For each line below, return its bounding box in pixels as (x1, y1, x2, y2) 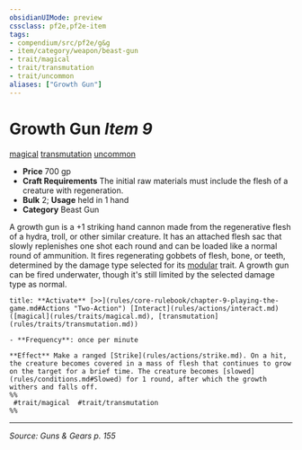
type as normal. (9, 278, 67, 289)
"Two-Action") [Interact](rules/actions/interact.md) (73, 304, 280, 313)
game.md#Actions (9, 304, 70, 313)
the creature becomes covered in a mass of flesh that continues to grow (9, 358, 292, 368)
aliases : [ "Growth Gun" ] (9, 80, 102, 89)
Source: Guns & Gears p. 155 (9, 430, 117, 441)
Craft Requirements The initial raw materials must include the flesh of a (22, 175, 289, 186)
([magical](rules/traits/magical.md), (9, 312, 155, 321)
